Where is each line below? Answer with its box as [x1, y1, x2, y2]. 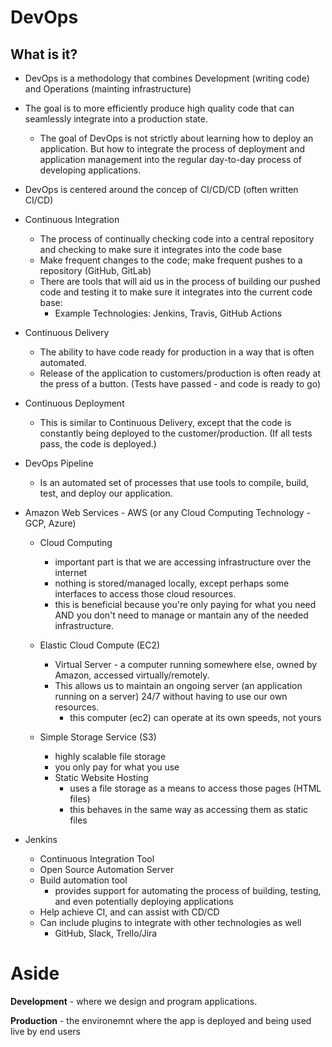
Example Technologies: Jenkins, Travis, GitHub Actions [54, 307, 283, 319]
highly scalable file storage [54, 751, 167, 762]
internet [54, 567, 88, 578]
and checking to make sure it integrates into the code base [39, 244, 283, 255]
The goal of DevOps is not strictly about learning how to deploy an [39, 132, 314, 144]
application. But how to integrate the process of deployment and [39, 143, 306, 155]
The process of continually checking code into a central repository [39, 233, 315, 245]
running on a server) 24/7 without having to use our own [54, 691, 288, 702]
